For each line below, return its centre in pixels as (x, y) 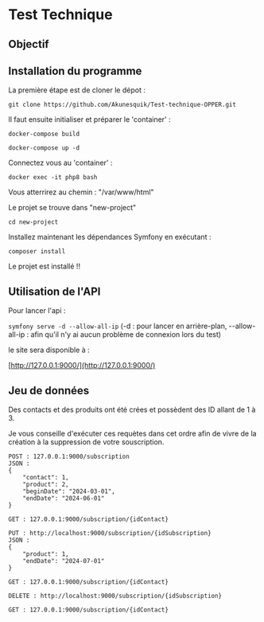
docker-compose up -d (44, 148)
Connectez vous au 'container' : (60, 163)
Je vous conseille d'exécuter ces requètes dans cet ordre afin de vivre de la (132, 434)
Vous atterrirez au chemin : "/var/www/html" (81, 192)
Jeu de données (49, 391)
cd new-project (33, 222)
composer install (37, 252)
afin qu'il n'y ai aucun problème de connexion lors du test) (126, 334)
